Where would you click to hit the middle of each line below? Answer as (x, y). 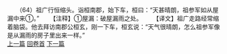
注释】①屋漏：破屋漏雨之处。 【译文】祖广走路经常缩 (138, 18)
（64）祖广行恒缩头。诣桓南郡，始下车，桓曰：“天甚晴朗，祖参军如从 (116, 10)
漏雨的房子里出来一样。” (52, 35)
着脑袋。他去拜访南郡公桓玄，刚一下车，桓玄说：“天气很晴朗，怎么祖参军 (111, 27)
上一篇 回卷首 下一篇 (36, 44)
